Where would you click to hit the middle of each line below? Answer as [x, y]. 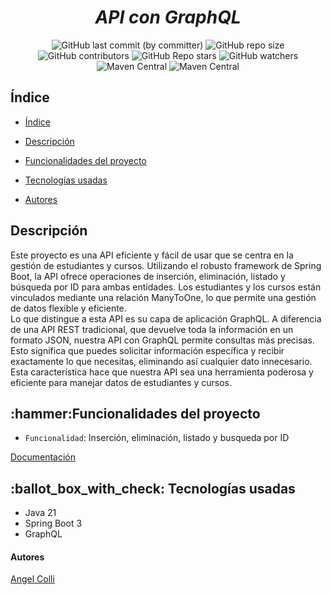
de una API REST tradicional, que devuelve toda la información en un [152, 329]
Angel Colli [32, 579]
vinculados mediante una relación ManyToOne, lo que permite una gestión [163, 297]
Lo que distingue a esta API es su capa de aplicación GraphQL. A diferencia [166, 318]
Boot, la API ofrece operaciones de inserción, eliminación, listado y [148, 276]
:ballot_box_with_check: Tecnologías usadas [153, 488]
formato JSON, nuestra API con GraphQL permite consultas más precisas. [162, 340]
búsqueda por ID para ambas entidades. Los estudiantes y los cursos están [166, 287]
